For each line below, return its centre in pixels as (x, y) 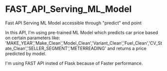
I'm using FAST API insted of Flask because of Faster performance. (74, 63)
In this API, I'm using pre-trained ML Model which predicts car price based (82, 32)
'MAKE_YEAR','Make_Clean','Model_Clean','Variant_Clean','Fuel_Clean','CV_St (84, 43)
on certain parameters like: (33, 38)
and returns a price (127, 48)
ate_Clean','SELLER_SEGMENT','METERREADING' (56, 48)
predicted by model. (26, 54)
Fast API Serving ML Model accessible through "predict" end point (74, 23)
